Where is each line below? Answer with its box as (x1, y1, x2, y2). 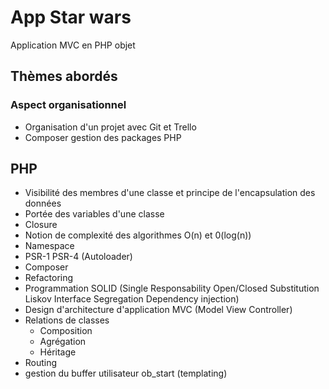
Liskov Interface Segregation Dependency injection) (24, 293, 240, 305)
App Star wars (10, 6, 132, 29)
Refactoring (24, 272, 74, 284)
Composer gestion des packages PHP (24, 131, 182, 143)
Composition (39, 325, 93, 337)
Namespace (24, 240, 75, 252)
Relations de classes (24, 314, 110, 326)
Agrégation (39, 336, 87, 348)
